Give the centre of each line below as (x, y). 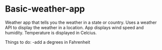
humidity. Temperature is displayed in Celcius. (51, 33)
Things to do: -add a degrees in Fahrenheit (48, 42)
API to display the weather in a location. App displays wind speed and (74, 27)
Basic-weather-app (45, 9)
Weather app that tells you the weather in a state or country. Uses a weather (81, 22)
